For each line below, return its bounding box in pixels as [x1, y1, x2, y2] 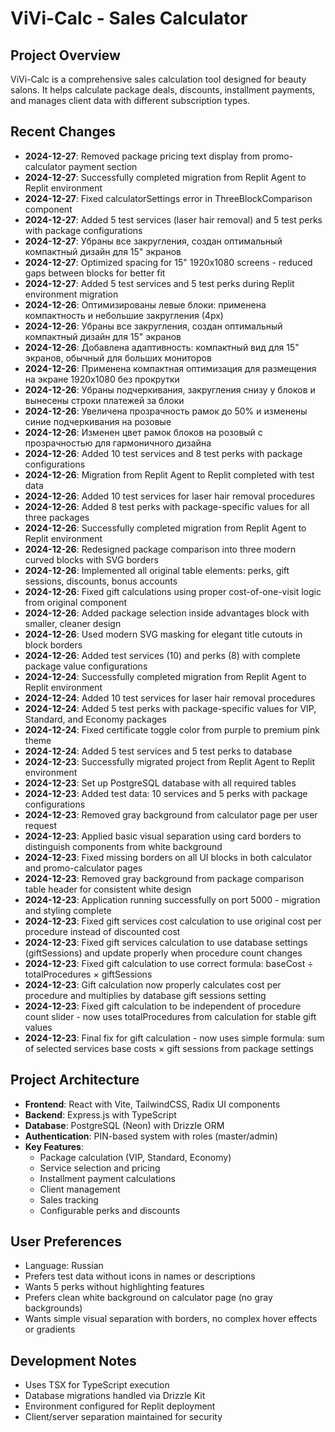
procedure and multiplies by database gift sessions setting [24, 989, 267, 1001]
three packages [24, 511, 90, 523]
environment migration [24, 288, 119, 300]
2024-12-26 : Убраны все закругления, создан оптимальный [24, 320, 283, 332]
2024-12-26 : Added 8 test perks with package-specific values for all [24, 500, 310, 512]
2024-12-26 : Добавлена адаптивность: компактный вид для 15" [24, 341, 300, 353]
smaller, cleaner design [24, 617, 122, 629]
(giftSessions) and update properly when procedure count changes [24, 947, 303, 959]
